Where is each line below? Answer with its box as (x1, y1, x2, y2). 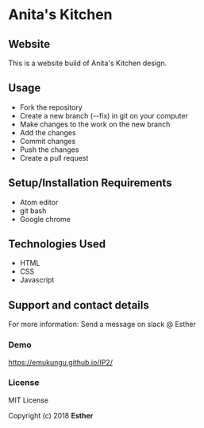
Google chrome (19, 214, 71, 224)
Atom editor (19, 197, 59, 207)
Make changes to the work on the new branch (19, 119, 171, 129)
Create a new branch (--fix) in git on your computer (19, 111, 189, 120)
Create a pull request (19, 153, 89, 162)
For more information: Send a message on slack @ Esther (8, 320, 197, 329)
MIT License (8, 395, 49, 405)
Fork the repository (19, 102, 83, 112)
